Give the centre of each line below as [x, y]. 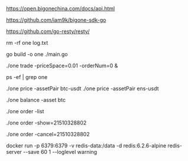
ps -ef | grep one [27, 77]
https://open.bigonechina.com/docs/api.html [61, 9]
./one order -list [25, 111]
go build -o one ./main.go [37, 54]
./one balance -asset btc [36, 100]
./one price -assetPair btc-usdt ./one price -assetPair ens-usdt [82, 88]
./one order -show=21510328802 [46, 123]
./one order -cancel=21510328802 [48, 134]
